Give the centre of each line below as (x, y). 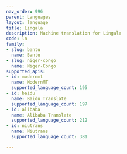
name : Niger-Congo (34, 66)
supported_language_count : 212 (49, 121)
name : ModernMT (30, 83)
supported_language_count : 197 (49, 104)
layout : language (27, 22)
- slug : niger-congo (31, 60)
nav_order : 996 (25, 11)
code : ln (17, 39)
